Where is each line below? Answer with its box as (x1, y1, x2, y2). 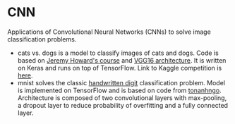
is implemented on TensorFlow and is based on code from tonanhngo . (17, 86, 222, 94)
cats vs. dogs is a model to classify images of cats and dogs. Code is (17, 49, 219, 57)
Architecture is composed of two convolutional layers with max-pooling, (17, 93, 227, 102)
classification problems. (7, 35, 77, 43)
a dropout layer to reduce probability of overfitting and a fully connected (17, 101, 228, 109)
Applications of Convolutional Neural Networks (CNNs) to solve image (7, 27, 212, 36)
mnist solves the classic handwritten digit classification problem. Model (17, 78, 226, 87)
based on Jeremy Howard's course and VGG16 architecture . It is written (17, 56, 227, 64)
